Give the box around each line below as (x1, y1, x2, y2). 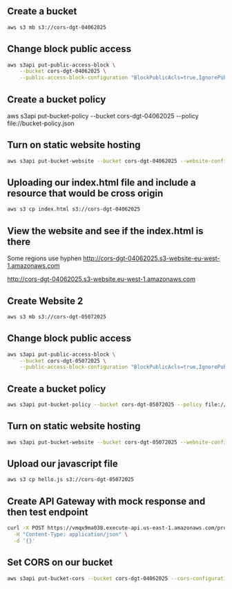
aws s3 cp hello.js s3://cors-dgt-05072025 (7, 476, 135, 483)
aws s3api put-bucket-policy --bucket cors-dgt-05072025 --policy (7, 401, 202, 408)
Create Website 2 (7, 295, 84, 307)
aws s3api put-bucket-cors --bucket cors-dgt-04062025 (7, 574, 168, 582)
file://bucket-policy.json (7, 119, 75, 127)
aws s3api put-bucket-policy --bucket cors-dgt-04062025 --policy (7, 111, 199, 120)
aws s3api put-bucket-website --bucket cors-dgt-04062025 (7, 157, 177, 165)
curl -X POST (7, 525, 45, 532)
